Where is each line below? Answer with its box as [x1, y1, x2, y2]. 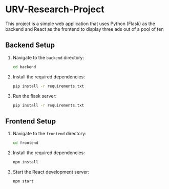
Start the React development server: [12, 169, 90, 175]
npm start [12, 178, 34, 184]
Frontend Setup [5, 117, 56, 125]
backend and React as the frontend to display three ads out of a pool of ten [5, 26, 164, 32]
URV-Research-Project [5, 4, 105, 15]
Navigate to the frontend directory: [12, 131, 87, 137]
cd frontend [12, 140, 38, 145]
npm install [12, 160, 38, 165]
